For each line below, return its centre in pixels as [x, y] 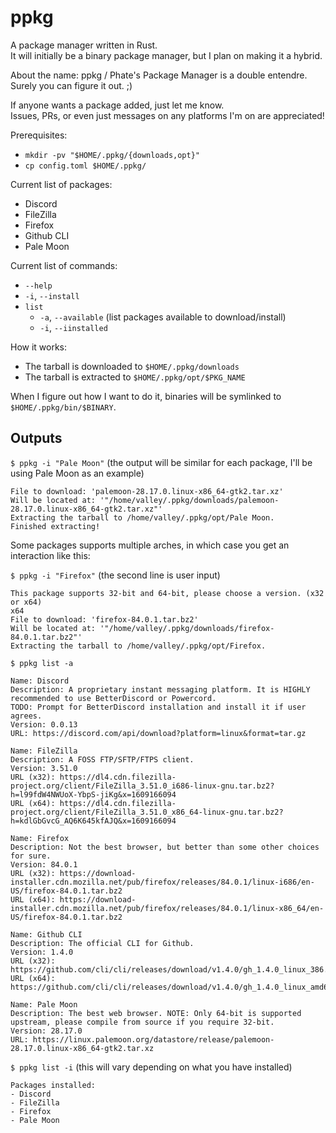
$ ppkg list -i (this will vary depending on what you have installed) [151, 1067]
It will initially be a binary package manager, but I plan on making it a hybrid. [166, 55]
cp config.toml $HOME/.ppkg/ [85, 166]
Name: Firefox [40, 838]
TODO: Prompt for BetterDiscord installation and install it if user [158, 707]
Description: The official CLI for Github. [102, 943]
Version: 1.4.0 [42, 952]
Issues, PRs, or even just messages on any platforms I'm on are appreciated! [167, 115]
